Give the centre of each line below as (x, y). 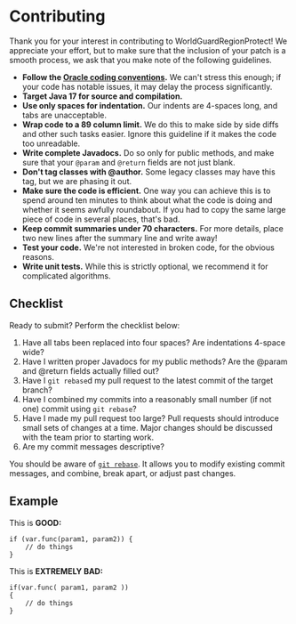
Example (34, 502)
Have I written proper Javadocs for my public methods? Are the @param (155, 361)
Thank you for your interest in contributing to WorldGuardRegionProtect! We (148, 41)
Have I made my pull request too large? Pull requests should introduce (151, 418)
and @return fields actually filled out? (91, 370)
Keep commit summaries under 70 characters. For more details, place (153, 228)
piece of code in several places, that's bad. (101, 219)
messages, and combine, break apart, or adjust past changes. (123, 473)
